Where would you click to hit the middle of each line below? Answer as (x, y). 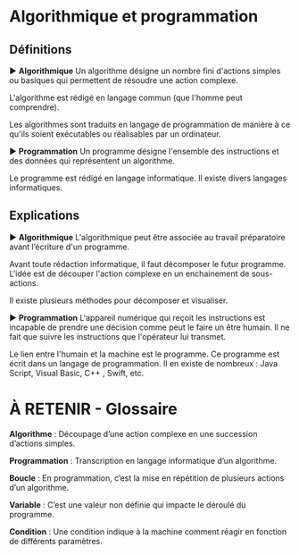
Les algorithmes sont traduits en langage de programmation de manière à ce (150, 124)
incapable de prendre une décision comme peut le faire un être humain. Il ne (149, 327)
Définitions (41, 50)
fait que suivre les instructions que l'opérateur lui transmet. (117, 336)
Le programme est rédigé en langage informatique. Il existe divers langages (148, 178)
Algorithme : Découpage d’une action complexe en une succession (133, 433)
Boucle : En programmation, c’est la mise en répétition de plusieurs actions (147, 478)
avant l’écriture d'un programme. (69, 247)
